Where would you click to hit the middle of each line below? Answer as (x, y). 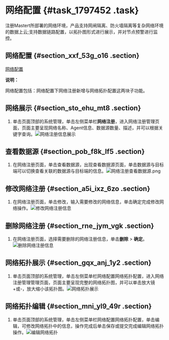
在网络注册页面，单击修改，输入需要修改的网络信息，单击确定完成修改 (86, 202)
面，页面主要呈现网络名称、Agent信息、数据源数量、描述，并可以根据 (86, 128)
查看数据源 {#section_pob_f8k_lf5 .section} (75, 151)
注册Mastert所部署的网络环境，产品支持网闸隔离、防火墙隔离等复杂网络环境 (84, 25)
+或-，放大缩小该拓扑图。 (40, 289)
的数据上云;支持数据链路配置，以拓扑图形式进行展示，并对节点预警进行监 (82, 32)
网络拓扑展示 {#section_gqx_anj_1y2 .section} (78, 263)
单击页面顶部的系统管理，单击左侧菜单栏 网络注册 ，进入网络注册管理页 (86, 121)
